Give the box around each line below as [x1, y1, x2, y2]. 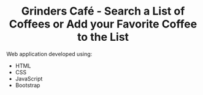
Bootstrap [15, 81, 40, 89]
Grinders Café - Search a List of [21, 4, 185, 18]
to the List [77, 30, 129, 44]
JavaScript [15, 75, 43, 82]
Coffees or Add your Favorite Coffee [9, 17, 197, 31]
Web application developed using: [6, 50, 93, 57]
